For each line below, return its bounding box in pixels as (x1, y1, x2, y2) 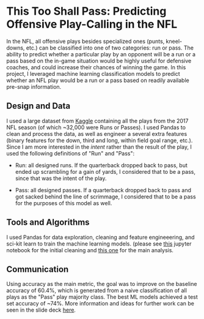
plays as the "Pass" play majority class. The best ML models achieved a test (6, 293, 199, 301)
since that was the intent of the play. (15, 175, 107, 182)
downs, (6, 44, 25, 51)
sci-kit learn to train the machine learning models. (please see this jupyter (6, 240, 192, 247)
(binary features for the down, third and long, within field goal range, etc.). (6, 137, 193, 144)
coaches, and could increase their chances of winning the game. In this (6, 63, 186, 71)
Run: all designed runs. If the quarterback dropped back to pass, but (15, 161, 188, 169)
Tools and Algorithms (6, 217, 90, 228)
